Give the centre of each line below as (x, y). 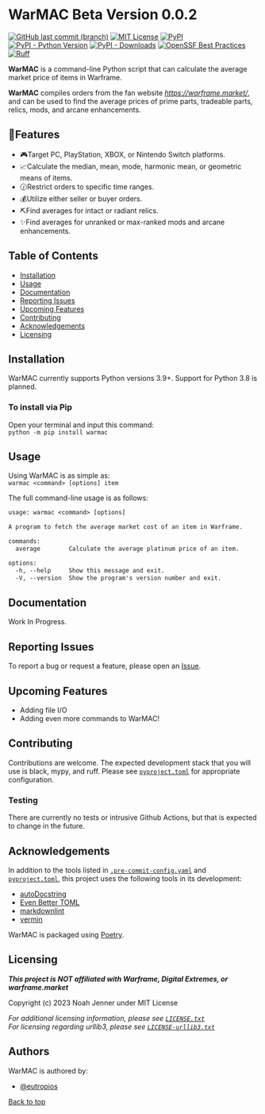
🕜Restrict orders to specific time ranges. (87, 186)
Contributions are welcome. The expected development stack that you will (130, 763)
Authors (29, 1052)
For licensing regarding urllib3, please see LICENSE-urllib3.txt (112, 1027)
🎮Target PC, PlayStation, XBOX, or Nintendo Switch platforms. (123, 154)
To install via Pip (40, 407)
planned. (23, 386)
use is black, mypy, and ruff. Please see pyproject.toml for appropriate (124, 771)
